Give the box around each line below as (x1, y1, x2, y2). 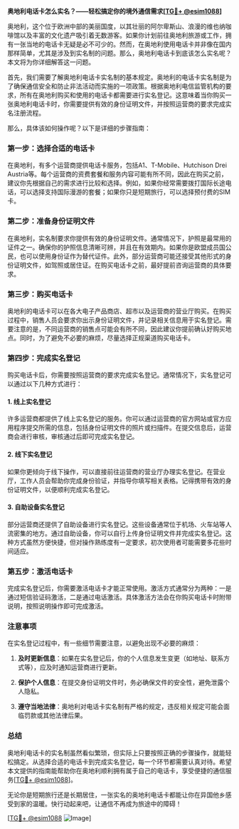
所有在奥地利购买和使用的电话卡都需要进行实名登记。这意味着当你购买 (19, 91, 225, 99)
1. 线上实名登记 (7, 397, 51, 406)
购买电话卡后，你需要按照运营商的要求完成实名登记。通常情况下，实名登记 (7, 371, 225, 379)
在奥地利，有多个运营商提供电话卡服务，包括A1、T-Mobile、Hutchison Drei (7, 161, 228, 170)
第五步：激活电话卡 (7, 566, 73, 576)
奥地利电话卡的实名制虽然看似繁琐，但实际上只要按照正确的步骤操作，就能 (7, 748, 225, 757)
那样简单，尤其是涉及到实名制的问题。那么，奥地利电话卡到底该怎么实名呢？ (7, 49, 232, 57)
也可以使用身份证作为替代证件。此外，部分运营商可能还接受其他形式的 (19, 251, 225, 260)
